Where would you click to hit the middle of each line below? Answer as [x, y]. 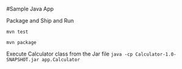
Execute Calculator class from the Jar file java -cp [69, 54]
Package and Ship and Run [40, 20]
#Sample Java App [30, 9]
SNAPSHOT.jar [23, 60]
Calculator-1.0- [156, 54]
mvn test [17, 32]
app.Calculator [61, 60]
